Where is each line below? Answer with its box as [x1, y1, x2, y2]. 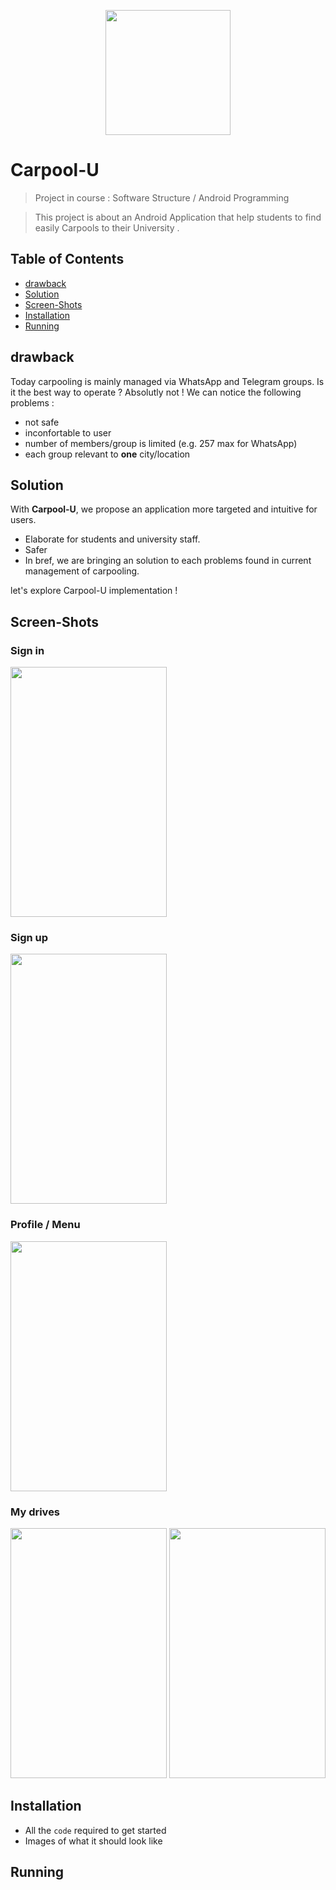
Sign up [10, 930, 49, 944]
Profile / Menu [10, 1218, 81, 1232]
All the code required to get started [24, 1824, 167, 1836]
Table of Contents [10, 251, 125, 268]
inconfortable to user [24, 426, 112, 439]
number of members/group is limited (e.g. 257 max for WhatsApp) [24, 437, 298, 449]
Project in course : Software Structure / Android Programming [34, 191, 290, 204]
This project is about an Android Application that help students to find [34, 211, 322, 223]
